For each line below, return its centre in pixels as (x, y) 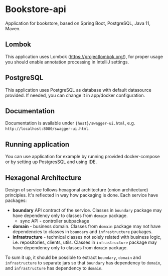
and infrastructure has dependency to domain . (54, 268)
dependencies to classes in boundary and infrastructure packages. (82, 232)
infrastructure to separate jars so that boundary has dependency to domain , (83, 263)
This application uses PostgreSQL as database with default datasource (78, 90)
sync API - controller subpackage (54, 221)
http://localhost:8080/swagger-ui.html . (47, 128)
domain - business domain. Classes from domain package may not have (87, 226)
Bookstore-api (36, 9)
